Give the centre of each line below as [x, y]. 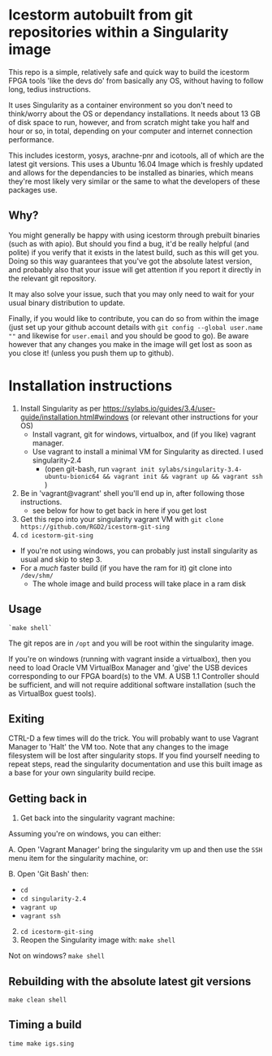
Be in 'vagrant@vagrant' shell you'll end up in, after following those [132, 493]
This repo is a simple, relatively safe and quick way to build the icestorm [129, 72]
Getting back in [48, 798]
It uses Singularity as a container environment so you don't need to [121, 105]
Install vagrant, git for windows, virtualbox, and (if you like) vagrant [144, 434]
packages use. [33, 189]
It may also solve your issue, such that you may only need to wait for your [132, 293]
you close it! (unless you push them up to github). [91, 353]
